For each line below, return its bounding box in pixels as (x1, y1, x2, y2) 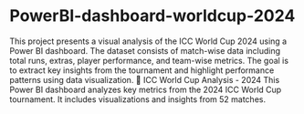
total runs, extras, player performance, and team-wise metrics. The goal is (9, 55, 289, 66)
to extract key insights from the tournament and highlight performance (9, 65, 275, 76)
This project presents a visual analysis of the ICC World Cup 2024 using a (9, 36, 288, 47)
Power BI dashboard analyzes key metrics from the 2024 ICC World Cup (9, 84, 282, 95)
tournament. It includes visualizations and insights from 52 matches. (9, 93, 267, 105)
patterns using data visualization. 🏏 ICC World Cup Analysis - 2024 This (9, 74, 280, 85)
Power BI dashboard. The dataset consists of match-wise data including (9, 45, 281, 56)
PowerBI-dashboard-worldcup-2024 (9, 5, 296, 26)
